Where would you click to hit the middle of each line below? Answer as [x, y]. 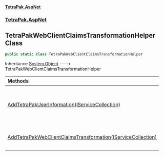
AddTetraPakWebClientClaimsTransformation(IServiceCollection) [82, 137]
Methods [18, 81]
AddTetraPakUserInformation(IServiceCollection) [64, 104]
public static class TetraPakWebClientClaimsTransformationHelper [74, 54]
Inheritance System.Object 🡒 [38, 64]
